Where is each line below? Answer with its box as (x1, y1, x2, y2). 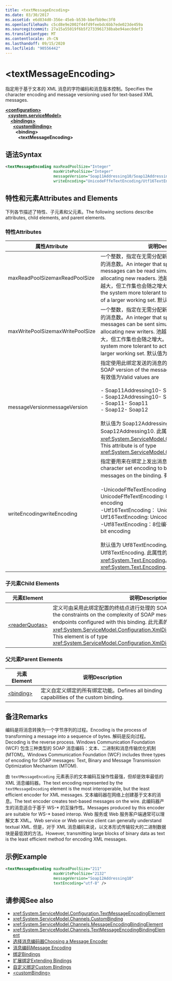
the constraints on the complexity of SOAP (53, 611, 155, 619)
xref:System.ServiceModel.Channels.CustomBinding (12, 916, 123, 922)
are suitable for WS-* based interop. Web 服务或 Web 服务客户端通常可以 (5, 811, 160, 818)
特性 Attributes (5, 228, 42, 235)
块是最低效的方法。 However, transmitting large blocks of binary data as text (5, 830, 165, 837)
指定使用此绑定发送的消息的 (100, 359, 167, 367)
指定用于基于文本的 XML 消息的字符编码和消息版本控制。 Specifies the (5, 85, 153, 92)
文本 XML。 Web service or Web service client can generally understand (9, 818, 162, 824)
